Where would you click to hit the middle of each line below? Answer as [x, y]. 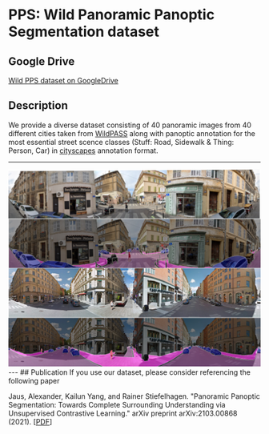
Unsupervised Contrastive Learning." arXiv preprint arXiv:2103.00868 [123, 413]
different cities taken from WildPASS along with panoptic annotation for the [132, 133]
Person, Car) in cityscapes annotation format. [83, 151]
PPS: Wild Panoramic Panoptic [111, 15]
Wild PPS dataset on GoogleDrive [63, 80]
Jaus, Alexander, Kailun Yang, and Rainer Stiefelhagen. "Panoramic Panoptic [134, 396]
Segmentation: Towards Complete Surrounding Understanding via [117, 404]
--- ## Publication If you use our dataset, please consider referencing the [129, 372]
